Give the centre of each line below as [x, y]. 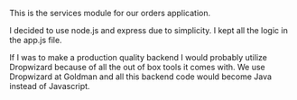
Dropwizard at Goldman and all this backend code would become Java [141, 77]
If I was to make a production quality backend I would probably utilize [139, 57]
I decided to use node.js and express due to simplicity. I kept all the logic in [149, 30]
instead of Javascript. [50, 86]
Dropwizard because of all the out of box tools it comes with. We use [138, 67]
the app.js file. [36, 40]
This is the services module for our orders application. [110, 13]
